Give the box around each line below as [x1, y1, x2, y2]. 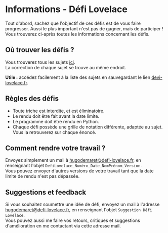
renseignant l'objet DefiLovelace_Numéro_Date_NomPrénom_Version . [5, 163, 142, 169]
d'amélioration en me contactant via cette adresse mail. [5, 223, 121, 229]
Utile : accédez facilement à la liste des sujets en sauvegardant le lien [5, 74, 151, 80]
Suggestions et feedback [5, 188, 87, 197]
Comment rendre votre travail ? [5, 144, 106, 152]
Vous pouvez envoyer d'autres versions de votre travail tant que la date [5, 168, 154, 174]
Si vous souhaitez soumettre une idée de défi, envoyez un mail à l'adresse [5, 201, 160, 208]
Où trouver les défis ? [5, 45, 74, 54]
